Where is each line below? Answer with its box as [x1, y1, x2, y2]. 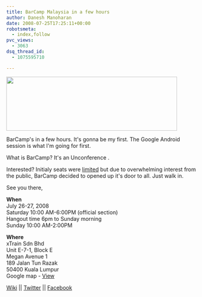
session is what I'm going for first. [6, 142, 91, 149]
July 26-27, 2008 [6, 202, 50, 209]
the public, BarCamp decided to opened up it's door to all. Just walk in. [6, 172, 184, 180]
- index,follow [12, 32, 50, 38]
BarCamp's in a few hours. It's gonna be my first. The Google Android [6, 135, 180, 143]
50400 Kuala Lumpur [6, 265, 59, 273]
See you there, [6, 184, 43, 191]
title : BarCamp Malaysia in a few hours [6, 9, 110, 15]
